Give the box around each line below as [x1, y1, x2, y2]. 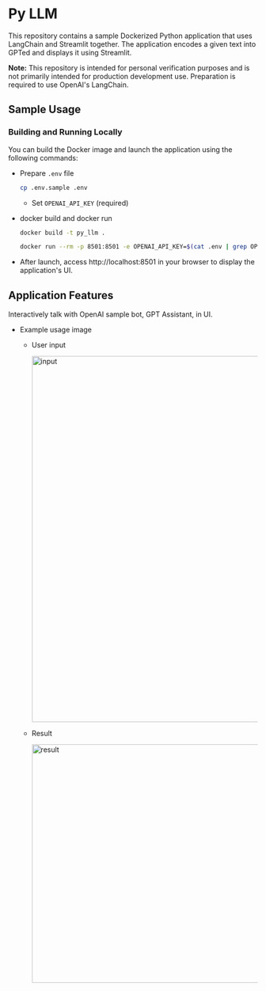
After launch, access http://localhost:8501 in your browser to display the [19, 257, 255, 267]
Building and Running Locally [8, 127, 123, 138]
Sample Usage [8, 103, 82, 116]
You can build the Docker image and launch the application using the [8, 144, 233, 154]
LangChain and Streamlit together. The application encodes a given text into [8, 39, 256, 48]
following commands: [8, 153, 78, 162]
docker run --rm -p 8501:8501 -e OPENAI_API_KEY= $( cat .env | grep [19, 243, 248, 251]
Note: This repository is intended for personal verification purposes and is [8, 63, 250, 72]
